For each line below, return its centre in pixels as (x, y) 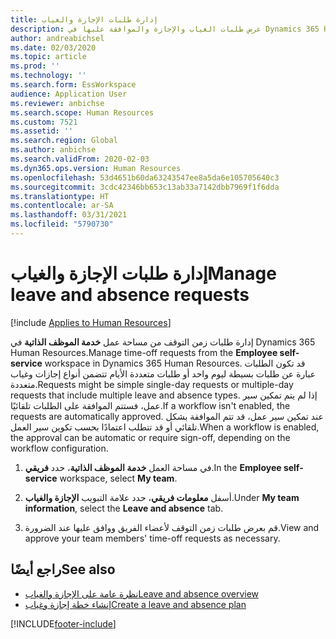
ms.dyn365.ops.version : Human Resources (96, 168)
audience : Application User (69, 94)
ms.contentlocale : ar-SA (62, 206)
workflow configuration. (59, 448)
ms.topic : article (48, 57)
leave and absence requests (130, 295)
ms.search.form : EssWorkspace (73, 85)
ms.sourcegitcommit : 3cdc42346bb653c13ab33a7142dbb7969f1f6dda (145, 187)
